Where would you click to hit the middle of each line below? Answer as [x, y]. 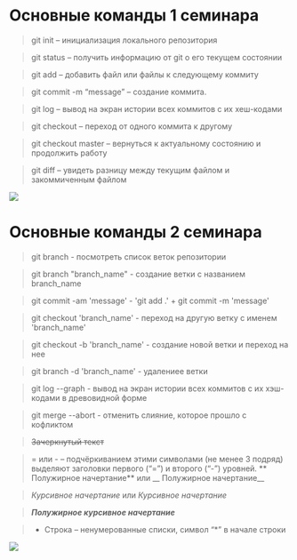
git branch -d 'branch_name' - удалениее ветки [119, 371]
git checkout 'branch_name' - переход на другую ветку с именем [154, 317]
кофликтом [52, 424]
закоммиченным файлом [79, 180]
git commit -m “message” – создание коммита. [119, 92]
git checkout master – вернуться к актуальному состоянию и [146, 143]
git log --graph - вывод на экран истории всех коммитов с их [147, 388]
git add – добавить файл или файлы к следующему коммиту [145, 74]
